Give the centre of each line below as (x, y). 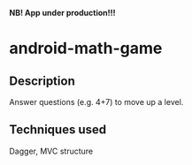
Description (42, 81)
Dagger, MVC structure (51, 151)
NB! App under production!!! (62, 13)
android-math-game (86, 49)
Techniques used (58, 130)
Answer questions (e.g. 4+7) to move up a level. (96, 102)
